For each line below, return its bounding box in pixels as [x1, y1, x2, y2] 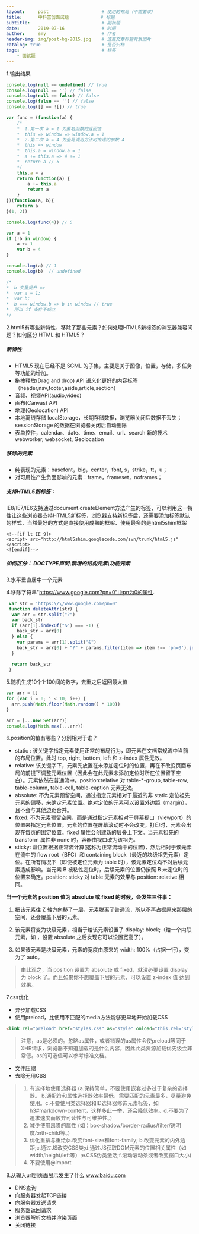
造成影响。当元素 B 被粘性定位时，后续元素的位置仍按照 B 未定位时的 [20, 866, 188, 873]
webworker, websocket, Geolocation [14, 435, 104, 443]
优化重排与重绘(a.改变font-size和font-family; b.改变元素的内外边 [29, 1137, 186, 1144]
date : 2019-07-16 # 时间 [6, 25, 116, 32]
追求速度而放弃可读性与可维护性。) [29, 1115, 113, 1122]
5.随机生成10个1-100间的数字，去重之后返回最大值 [6, 678, 128, 685]
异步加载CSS [14, 1006, 46, 1013]
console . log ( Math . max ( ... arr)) [6, 723, 84, 729]
